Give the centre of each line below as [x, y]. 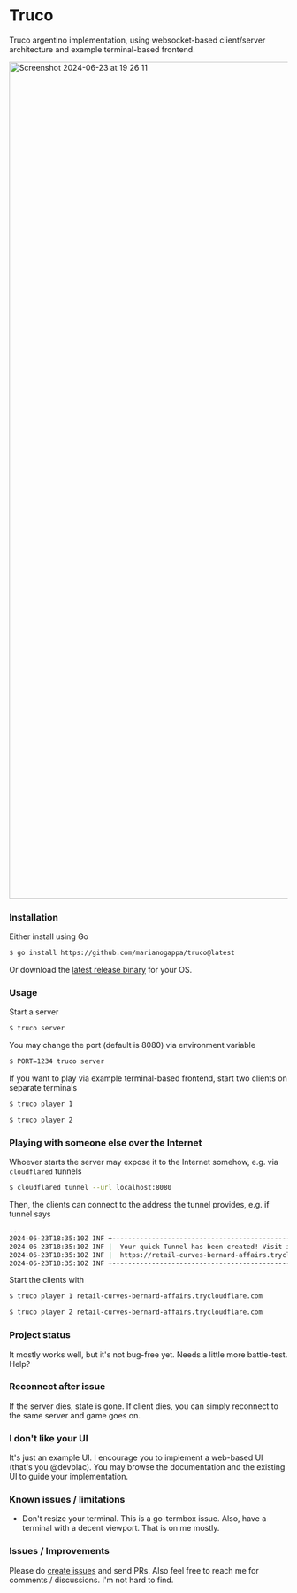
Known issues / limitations [67, 1500]
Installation [34, 917]
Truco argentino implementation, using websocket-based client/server [137, 40]
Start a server [34, 1012]
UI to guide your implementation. [69, 1477]
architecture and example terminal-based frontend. [103, 49]
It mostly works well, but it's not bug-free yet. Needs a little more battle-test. [148, 1354]
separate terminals [43, 1088]
